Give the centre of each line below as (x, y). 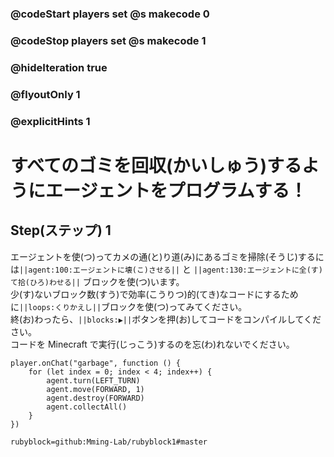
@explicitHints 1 (50, 121)
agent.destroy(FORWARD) (95, 398)
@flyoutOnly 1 (45, 94)
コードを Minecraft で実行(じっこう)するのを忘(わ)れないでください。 (152, 344)
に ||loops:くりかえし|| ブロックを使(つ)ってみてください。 (129, 306)
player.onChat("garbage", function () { (96, 363)
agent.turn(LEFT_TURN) (93, 380)
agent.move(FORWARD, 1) (95, 389)
